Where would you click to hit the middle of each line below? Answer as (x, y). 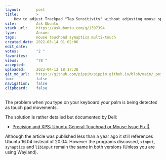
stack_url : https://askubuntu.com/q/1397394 (55, 28)
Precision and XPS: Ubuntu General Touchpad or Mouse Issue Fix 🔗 (81, 126)
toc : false (26, 79)
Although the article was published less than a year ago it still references (79, 136)
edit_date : (16, 47)
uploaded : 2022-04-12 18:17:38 (42, 70)
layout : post (25, 10)
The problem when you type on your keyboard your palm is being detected (82, 102)
